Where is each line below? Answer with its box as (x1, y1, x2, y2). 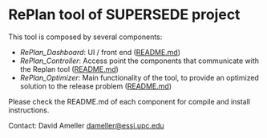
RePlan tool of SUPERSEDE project (8, 6, 241, 24)
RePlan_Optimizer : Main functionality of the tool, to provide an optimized (19, 73, 259, 82)
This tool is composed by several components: (8, 32, 163, 41)
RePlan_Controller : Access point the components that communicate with (19, 56, 259, 65)
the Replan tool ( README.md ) (19, 64, 119, 73)
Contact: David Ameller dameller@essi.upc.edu (8, 120, 164, 130)
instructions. (8, 105, 50, 115)
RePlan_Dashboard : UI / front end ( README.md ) (19, 47, 181, 57)
